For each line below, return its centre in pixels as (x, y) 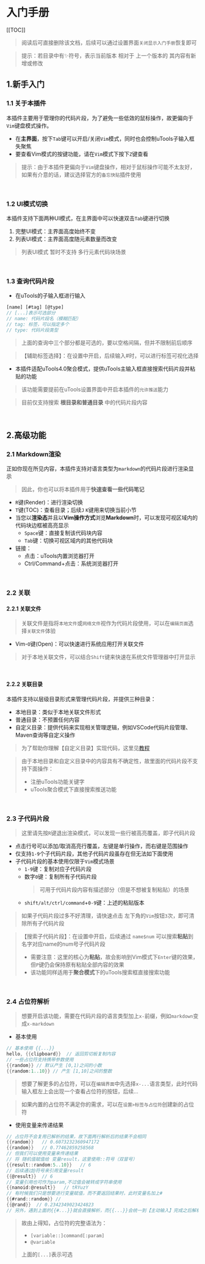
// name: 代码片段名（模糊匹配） (44, 318)
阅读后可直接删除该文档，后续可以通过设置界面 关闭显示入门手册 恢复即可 (109, 42)
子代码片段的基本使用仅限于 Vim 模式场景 (65, 861)
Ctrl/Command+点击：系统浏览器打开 (71, 563)
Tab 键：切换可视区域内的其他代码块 (69, 541)
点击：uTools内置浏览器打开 (59, 556)
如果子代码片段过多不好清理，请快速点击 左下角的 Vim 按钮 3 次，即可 (105, 916)
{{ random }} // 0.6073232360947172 (53, 1142)
